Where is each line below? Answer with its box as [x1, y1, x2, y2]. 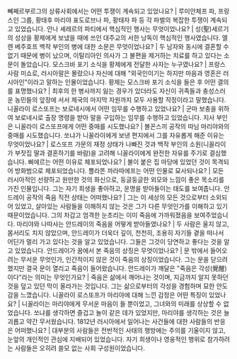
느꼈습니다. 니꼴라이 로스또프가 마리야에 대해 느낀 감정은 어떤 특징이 [20, 291, 207, 299]
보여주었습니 [193, 211, 229, 219]
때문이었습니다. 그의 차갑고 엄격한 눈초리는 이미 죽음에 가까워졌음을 [7, 211, 192, 219]
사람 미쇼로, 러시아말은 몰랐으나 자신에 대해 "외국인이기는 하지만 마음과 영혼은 [7, 69, 221, 77]
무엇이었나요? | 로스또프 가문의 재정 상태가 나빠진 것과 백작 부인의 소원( [7, 140, 204, 148]
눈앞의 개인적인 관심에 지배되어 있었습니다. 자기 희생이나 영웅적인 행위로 [7, 335, 206, 343]
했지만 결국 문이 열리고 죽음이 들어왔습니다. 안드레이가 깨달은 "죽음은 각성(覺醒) [7, 264, 228, 272]
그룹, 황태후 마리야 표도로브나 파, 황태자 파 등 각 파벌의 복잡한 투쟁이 [20, 16, 209, 24]
